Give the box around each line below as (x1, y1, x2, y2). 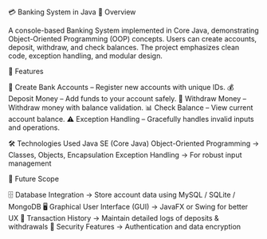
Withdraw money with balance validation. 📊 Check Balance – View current (8, 103, 253, 112)
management (8, 159, 52, 168)
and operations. (8, 123, 60, 132)
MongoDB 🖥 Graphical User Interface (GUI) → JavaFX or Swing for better (8, 202, 249, 211)
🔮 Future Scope (8, 174, 60, 183)
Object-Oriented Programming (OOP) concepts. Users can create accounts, (8, 34, 257, 43)
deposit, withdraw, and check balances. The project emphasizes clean (8, 43, 240, 52)
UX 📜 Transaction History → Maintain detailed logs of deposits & (8, 214, 219, 222)
